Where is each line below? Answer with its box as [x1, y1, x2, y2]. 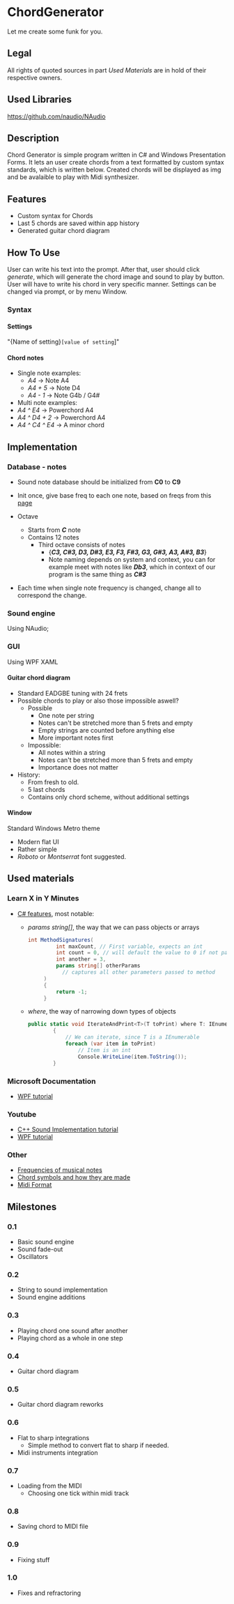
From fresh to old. [27, 778, 79, 786]
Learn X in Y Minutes [7, 894, 79, 903]
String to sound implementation [17, 1285, 108, 1294]
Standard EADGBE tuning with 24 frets [17, 689, 128, 697]
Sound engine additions [17, 1293, 86, 1301]
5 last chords [27, 785, 65, 793]
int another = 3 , [56, 956, 107, 963]
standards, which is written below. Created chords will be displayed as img [7, 165, 221, 174]
